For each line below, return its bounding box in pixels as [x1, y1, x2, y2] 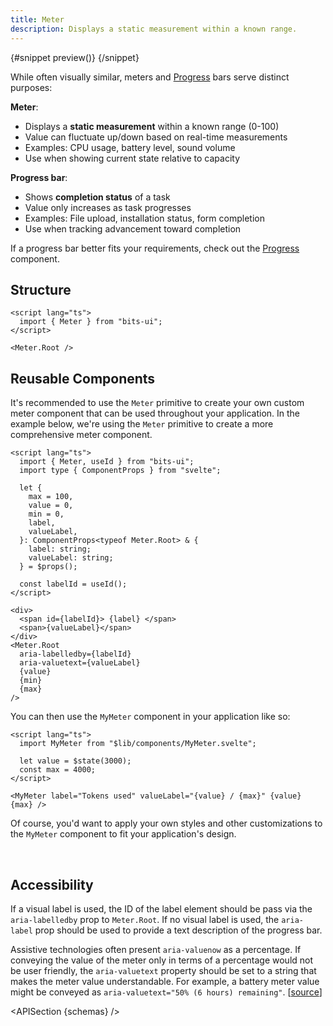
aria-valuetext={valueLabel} [19, 658, 141, 668]
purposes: [10, 81, 53, 93]
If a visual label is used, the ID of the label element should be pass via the [10, 902, 313, 915]
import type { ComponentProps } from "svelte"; [19, 466, 222, 476]
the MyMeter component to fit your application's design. [10, 828, 237, 840]
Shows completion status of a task [24, 191, 171, 203]
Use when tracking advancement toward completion [24, 222, 242, 235]
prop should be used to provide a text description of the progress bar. [34, 924, 323, 936]
